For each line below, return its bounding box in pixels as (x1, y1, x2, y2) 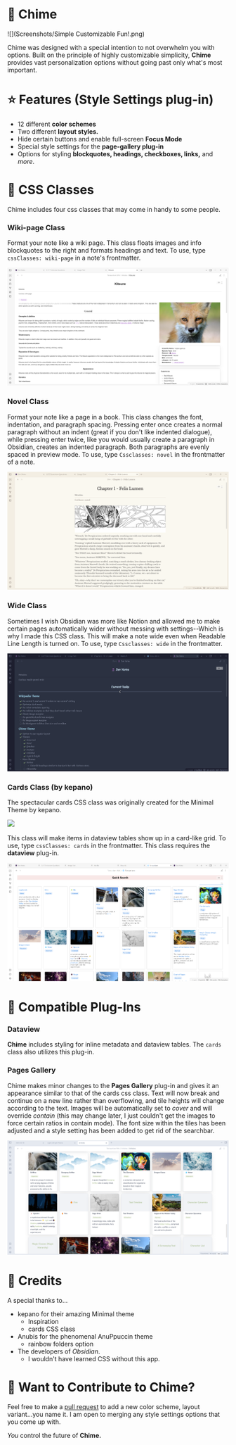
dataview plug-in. (7, 849, 60, 857)
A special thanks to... (7, 1296, 68, 1304)
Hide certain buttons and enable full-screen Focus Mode (17, 134, 183, 143)
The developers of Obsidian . (17, 1347, 100, 1356)
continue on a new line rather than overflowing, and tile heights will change (7, 1096, 225, 1104)
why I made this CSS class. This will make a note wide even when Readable (7, 631, 226, 640)
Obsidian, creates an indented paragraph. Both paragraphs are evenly (7, 443, 209, 451)
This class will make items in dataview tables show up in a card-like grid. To (7, 834, 226, 843)
